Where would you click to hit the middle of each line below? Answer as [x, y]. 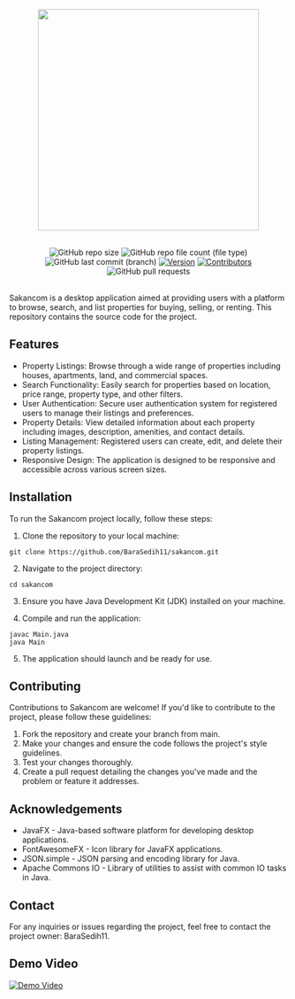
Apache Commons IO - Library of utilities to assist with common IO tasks [154, 868]
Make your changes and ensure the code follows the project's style [144, 744]
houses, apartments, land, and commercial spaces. [115, 375]
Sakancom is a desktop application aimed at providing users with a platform [147, 298]
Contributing [45, 687]
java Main [27, 642]
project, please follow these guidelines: [80, 717]
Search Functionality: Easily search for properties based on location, [146, 384]
